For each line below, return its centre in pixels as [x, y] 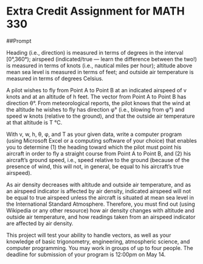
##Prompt [19, 41]
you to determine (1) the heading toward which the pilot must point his [94, 147]
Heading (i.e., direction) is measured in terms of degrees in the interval [95, 52]
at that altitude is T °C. [34, 122]
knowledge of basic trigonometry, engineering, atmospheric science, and [98, 242]
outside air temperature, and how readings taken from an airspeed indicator [101, 217]
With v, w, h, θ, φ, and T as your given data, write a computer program [94, 134]
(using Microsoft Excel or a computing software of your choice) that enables [102, 140]
